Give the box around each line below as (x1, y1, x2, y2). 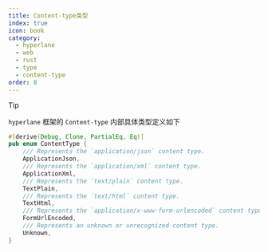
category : (8, 33, 41, 42)
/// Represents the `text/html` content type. (22, 192, 180, 200)
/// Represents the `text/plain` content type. (22, 177, 183, 185)
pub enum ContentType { (8, 140, 88, 148)
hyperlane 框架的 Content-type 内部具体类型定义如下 (8, 116, 181, 126)
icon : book (8, 26, 45, 34)
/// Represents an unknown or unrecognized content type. (22, 222, 219, 230)
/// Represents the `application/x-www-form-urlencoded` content (22, 207, 245, 215)
